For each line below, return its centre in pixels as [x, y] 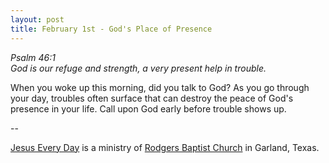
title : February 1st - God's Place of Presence [111, 29]
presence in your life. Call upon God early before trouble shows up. [148, 108]
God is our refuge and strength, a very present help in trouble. [138, 68]
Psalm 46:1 [33, 57]
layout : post [37, 19]
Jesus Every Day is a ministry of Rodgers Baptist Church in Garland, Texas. [165, 147]
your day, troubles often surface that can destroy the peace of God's [152, 98]
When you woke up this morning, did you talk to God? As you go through [160, 87]
